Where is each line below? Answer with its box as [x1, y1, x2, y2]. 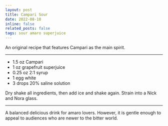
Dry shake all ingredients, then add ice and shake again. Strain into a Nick [5, 90, 157, 96]
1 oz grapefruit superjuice [12, 64, 65, 70]
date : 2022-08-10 [5, 17, 41, 22]
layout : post [5, 7, 32, 13]
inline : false [5, 21, 35, 27]
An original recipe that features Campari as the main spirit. [5, 45, 125, 50]
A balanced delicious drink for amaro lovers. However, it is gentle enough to [5, 110, 161, 115]
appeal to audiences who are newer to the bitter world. [5, 115, 118, 121]
